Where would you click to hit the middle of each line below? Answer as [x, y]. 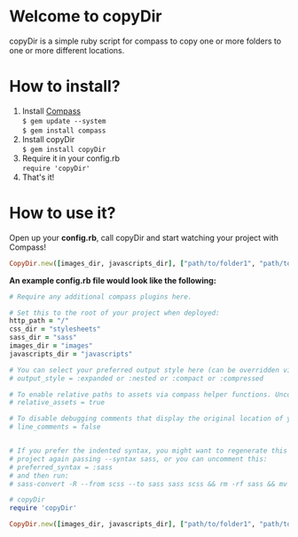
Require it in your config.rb [71, 158]
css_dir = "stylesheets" [55, 329]
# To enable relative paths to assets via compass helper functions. [141, 394]
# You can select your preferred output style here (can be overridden [144, 370]
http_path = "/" [39, 321]
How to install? [65, 87]
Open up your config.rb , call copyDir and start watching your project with [144, 237]
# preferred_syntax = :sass [61, 467]
